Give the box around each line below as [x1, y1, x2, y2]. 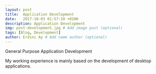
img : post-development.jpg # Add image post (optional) [5, 26, 123, 31]
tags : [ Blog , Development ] [5, 30, 61, 35]
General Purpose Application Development [5, 48, 93, 54]
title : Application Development [5, 12, 74, 17]
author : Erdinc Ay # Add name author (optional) [5, 35, 107, 40]
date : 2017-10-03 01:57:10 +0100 [5, 16, 79, 21]
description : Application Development [5, 21, 85, 26]
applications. [5, 63, 31, 69]
